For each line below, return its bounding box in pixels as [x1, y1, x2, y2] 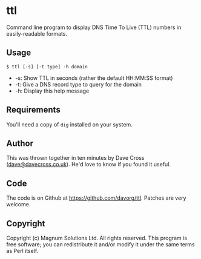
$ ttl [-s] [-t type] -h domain [6, 64, 88, 70]
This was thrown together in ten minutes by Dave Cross [6, 154, 145, 162]
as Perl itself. [6, 248, 39, 254]
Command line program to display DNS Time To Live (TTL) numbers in [6, 24, 182, 31]
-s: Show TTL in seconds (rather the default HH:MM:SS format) [15, 74, 173, 82]
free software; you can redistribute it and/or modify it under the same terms [6, 241, 195, 248]
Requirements [6, 105, 61, 115]
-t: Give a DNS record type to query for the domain [15, 80, 142, 88]
